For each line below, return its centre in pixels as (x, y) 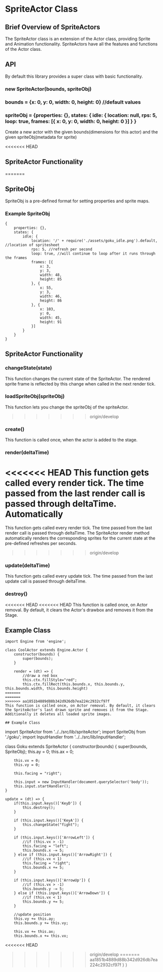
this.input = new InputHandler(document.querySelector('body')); (81, 782)
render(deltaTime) (27, 453)
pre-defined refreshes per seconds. (41, 543)
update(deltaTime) (27, 565)
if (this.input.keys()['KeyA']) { (49, 821)
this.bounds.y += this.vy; (41, 923)
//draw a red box (40, 676)
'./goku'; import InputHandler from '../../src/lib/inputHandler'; (65, 737)
